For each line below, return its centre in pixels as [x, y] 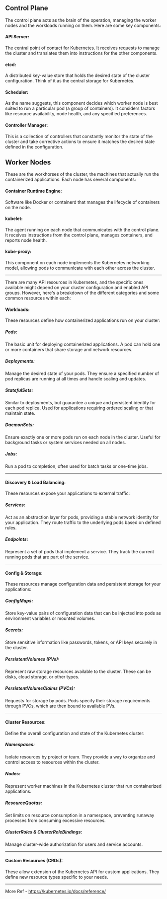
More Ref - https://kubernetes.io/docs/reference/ [55, 891]
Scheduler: [17, 92]
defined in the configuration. [34, 147]
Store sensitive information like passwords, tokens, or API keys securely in [81, 642]
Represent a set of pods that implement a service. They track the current [80, 552]
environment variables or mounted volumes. [50, 618]
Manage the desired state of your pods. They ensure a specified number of [82, 374]
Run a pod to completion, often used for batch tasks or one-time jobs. [77, 466]
